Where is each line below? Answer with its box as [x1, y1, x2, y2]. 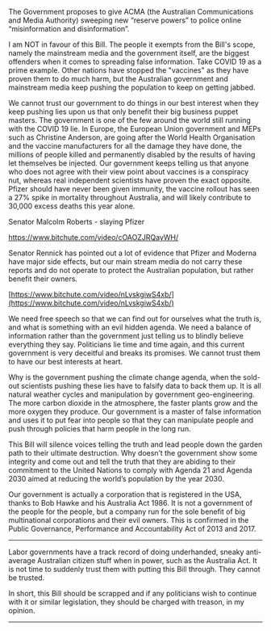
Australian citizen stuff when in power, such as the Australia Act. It [37, 556, 257, 565]
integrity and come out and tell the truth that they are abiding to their [8, 456, 236, 466]
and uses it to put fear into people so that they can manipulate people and [8, 415, 254, 425]
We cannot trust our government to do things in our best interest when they [8, 99, 260, 107]
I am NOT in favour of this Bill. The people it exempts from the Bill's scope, [8, 40, 256, 49]
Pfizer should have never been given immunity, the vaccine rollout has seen [8, 184, 260, 193]
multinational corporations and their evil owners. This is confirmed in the [8, 515, 249, 524]
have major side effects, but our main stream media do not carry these [8, 257, 243, 266]
